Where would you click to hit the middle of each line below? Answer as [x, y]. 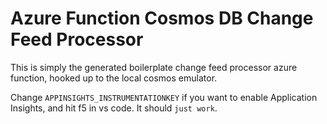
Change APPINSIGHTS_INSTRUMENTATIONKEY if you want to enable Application [164, 97]
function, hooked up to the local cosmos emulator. [114, 78]
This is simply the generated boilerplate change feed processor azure [154, 67]
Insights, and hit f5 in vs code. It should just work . [114, 108]
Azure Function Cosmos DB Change [162, 18]
